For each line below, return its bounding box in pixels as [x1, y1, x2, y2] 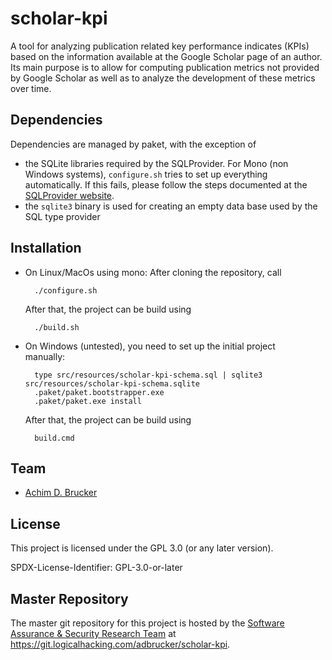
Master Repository [10, 590, 129, 607]
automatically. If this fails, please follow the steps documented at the [24, 178, 308, 191]
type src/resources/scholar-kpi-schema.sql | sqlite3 [34, 370, 263, 380]
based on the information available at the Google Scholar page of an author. [10, 50, 323, 62]
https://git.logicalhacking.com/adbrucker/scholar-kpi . [10, 638, 231, 650]
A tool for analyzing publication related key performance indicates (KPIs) [10, 40, 310, 52]
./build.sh [34, 322, 80, 332]
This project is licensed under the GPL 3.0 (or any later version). [10, 542, 274, 554]
